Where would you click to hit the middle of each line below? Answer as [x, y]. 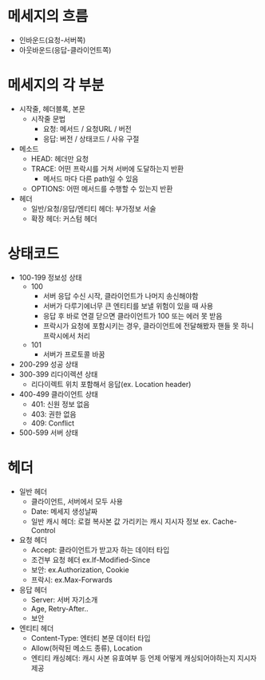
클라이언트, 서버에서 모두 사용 [77, 501]
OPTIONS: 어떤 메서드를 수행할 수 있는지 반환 [102, 188]
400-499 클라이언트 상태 [59, 394]
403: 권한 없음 [53, 414]
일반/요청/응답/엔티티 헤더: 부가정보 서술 [93, 208]
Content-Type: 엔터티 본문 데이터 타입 [91, 638]
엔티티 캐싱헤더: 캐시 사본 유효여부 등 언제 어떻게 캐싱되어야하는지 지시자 [144, 658]
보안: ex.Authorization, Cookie [80, 569]
